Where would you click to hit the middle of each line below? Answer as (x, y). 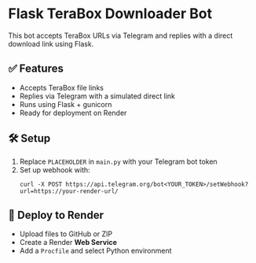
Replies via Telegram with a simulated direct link (97, 96)
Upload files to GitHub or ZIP (66, 234)
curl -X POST (41, 184)
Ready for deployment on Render (73, 113)
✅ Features (36, 69)
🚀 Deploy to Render (56, 215)
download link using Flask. (51, 43)
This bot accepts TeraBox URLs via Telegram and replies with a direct (121, 35)
